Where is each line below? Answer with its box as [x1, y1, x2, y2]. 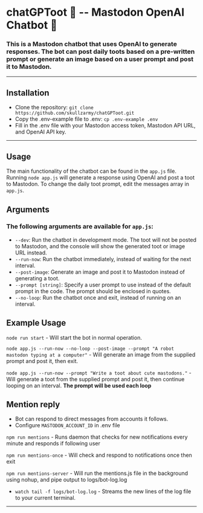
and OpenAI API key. [14, 128, 66, 135]
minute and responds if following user [6, 440, 101, 447]
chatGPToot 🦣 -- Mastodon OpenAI [6, 5, 185, 19]
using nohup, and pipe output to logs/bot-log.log [6, 476, 127, 483]
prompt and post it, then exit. [6, 357, 79, 364]
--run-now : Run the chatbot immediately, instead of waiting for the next [14, 255, 192, 262]
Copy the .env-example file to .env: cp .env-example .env [14, 115, 158, 123]
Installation [6, 88, 50, 98]
